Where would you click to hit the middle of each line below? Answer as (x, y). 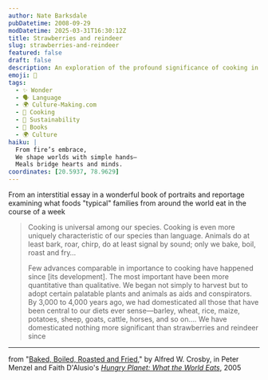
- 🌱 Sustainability (48, 120)
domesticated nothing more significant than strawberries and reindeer (143, 328)
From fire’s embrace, (51, 150)
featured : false (35, 53)
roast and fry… (52, 252)
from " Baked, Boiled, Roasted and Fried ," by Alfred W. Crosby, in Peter (124, 359)
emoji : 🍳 (23, 75)
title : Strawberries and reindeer (66, 38)
